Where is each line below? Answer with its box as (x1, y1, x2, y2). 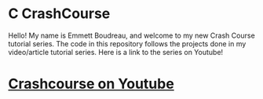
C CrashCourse (8, 5, 111, 23)
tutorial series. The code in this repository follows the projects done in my (8, 38, 247, 48)
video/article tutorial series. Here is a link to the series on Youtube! (8, 47, 224, 57)
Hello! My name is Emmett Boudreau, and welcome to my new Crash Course (8, 31, 255, 40)
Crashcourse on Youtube (8, 75, 174, 93)
